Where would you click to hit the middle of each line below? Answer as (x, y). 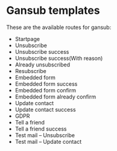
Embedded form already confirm (55, 97)
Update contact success (46, 109)
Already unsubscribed (43, 65)
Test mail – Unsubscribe (45, 135)
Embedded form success (46, 84)
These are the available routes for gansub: (59, 27)
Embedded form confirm (46, 90)
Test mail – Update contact (48, 141)
